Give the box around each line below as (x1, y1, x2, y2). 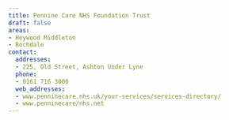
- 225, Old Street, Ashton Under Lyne (15, 63, 144, 71)
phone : (15, 70, 37, 78)
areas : (8, 26, 30, 34)
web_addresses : (15, 84, 66, 93)
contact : (8, 48, 37, 56)
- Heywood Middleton (8, 33, 77, 42)
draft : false (8, 19, 52, 27)
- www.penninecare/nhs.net (15, 99, 105, 107)
